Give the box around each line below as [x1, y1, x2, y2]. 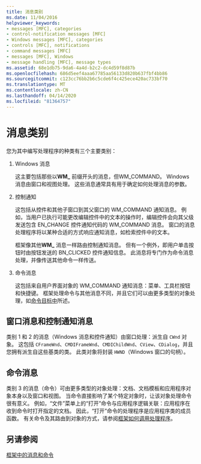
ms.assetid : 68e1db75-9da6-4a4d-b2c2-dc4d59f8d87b [6, 64, 136, 71]
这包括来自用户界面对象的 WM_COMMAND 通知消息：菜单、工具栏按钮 [14, 282, 191, 289]
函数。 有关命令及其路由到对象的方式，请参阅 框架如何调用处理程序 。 [6, 415, 176, 422]
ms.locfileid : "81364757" [6, 98, 71, 104]
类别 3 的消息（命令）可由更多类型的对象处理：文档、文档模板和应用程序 [6, 385, 186, 392]
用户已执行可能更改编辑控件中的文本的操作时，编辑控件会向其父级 [31, 213, 194, 220]
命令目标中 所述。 [31, 297, 73, 304]
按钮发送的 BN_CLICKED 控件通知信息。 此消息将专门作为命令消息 [31, 249, 194, 256]
